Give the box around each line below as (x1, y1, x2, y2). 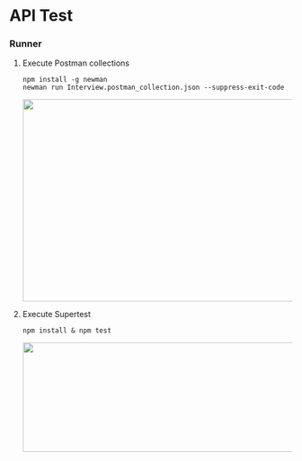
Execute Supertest (22, 309, 92, 320)
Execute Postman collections (22, 58, 130, 68)
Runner (9, 38, 42, 50)
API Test (9, 5, 74, 26)
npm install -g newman (22, 75, 108, 84)
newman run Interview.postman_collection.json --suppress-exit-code (22, 83, 285, 93)
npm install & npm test (22, 326, 112, 335)
